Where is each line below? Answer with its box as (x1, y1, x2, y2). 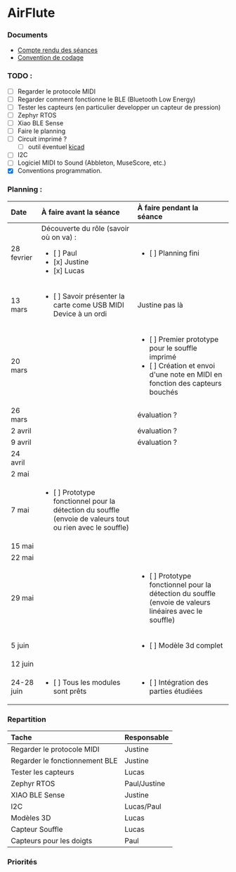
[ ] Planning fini (149, 248, 200, 258)
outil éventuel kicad (27, 143, 85, 151)
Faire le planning (17, 127, 66, 135)
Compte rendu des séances (17, 46, 98, 54)
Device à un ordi (53, 308, 107, 318)
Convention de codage (17, 53, 84, 62)
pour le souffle (149, 343, 198, 353)
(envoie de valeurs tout (53, 514, 130, 524)
